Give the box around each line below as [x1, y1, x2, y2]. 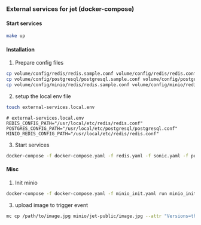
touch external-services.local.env [6, 104, 95, 110]
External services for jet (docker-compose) [6, 5, 135, 13]
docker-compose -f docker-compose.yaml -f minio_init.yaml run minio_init [6, 190, 197, 196]
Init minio [14, 179, 38, 186]
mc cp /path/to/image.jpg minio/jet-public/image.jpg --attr [6, 213, 162, 219]
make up [6, 33, 26, 39]
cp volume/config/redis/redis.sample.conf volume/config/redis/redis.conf [6, 71, 197, 77]
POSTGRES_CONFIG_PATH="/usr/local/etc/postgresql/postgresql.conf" [6, 125, 178, 132]
